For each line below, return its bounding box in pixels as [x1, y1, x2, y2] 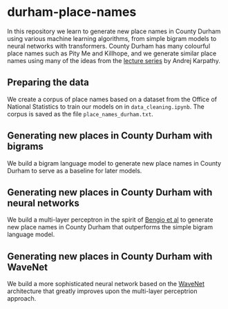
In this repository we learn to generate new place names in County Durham [7, 27, 221, 35]
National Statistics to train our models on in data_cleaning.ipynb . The [7, 102, 205, 111]
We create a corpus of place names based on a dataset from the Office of [7, 95, 218, 103]
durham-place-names [7, 4, 137, 20]
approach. [7, 294, 37, 303]
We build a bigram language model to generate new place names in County [7, 159, 222, 167]
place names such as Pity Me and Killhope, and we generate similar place [7, 49, 217, 58]
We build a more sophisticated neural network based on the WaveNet [7, 280, 205, 288]
